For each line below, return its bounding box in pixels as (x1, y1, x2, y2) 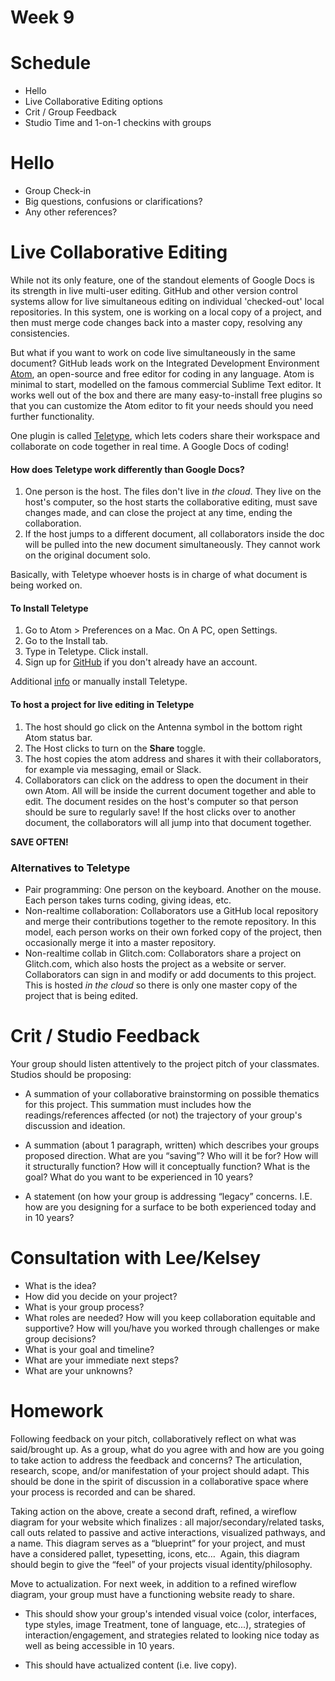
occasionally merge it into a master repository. (24, 936, 217, 948)
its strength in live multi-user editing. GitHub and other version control (10, 285, 298, 296)
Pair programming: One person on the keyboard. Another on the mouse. (24, 883, 322, 895)
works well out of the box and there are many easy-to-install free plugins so (10, 389, 323, 401)
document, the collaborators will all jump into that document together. (24, 816, 312, 828)
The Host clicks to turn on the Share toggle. (24, 742, 206, 754)
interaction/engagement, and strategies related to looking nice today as (24, 1629, 320, 1641)
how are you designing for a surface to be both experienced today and (24, 1201, 317, 1213)
